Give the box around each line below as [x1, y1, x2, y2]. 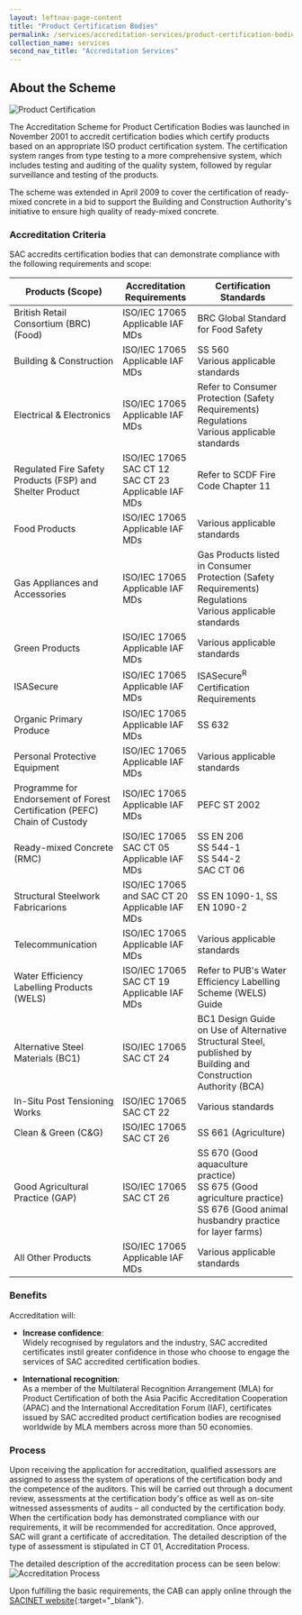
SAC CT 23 [122, 474, 171, 487]
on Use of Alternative [197, 1024, 288, 1036]
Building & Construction [13, 355, 114, 368]
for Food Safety [197, 324, 263, 336]
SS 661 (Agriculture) [197, 1126, 286, 1138]
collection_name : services [9, 38, 111, 48]
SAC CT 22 [122, 1106, 171, 1118]
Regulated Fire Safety [13, 463, 105, 476]
